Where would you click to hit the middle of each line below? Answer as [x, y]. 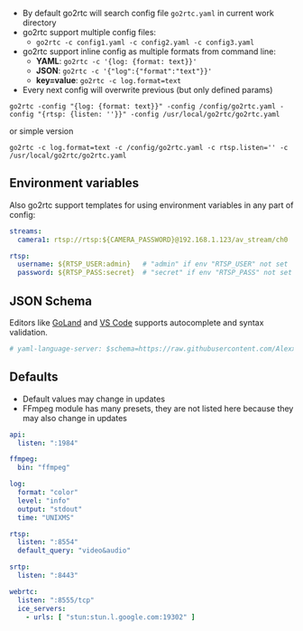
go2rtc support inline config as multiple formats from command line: [149, 52]
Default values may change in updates [93, 399]
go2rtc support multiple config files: [89, 32]
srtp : [19, 567]
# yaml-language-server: [56, 349]
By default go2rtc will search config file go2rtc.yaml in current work [148, 13]
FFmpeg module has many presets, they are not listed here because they [158, 408]
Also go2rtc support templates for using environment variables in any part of [151, 205]
